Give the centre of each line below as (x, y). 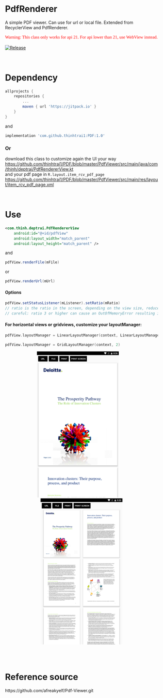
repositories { (29, 96)
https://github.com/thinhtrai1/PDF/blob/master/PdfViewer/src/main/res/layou (81, 180)
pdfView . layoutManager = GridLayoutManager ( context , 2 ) (63, 345)
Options (13, 292)
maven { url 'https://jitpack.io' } (59, 107)
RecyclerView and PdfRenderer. (37, 27)
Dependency (32, 78)
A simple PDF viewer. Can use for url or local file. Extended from (69, 22)
